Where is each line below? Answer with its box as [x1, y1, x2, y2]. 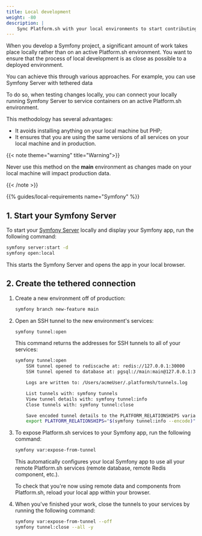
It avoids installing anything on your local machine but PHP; [14, 127, 162, 134]
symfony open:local [6, 250, 55, 256]
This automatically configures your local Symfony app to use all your [14, 458, 185, 466]
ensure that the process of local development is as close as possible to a [6, 55, 186, 62]
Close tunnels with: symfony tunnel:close [26, 402, 134, 408]
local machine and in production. [14, 140, 96, 148]
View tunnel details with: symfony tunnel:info [26, 396, 147, 402]
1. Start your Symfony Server [6, 210, 117, 220]
